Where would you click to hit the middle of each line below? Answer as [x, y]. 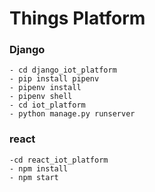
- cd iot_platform [47, 105]
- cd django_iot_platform [63, 70]
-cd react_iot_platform [59, 160]
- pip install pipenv [54, 79]
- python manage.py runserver [72, 114]
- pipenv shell [41, 97]
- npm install [39, 168]
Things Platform [77, 18]
